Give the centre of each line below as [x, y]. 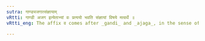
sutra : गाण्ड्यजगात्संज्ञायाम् [32, 12]
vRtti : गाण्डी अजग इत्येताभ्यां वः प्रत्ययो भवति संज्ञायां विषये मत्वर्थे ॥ [70, 17]
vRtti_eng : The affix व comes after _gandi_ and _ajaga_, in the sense [99, 23]
